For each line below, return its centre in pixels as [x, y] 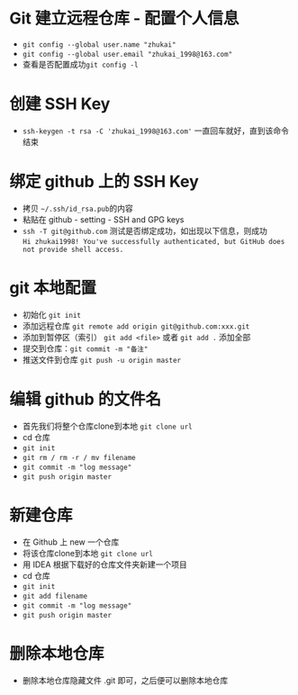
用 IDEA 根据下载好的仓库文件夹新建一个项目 [104, 564]
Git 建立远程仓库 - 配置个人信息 [124, 18]
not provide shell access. [73, 249]
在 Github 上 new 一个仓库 [71, 542]
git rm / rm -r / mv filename [79, 457]
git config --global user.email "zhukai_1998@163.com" [127, 54]
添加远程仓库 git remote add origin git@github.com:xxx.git [136, 326]
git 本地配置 [53, 288]
